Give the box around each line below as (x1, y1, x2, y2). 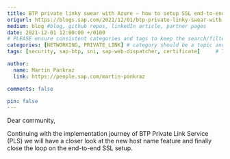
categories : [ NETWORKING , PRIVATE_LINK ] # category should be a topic (7, 42, 213, 48)
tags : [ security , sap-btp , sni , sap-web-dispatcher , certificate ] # (7, 48, 219, 55)
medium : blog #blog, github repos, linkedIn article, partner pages (7, 23, 207, 29)
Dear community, (7, 117, 56, 125)
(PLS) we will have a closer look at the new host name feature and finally (7, 137, 212, 145)
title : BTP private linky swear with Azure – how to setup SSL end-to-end (7, 10, 225, 17)
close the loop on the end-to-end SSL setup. (7, 144, 133, 152)
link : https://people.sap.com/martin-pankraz (13, 73, 146, 80)
